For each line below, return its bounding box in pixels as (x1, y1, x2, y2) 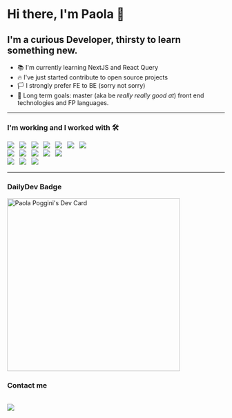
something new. (7, 44, 78, 56)
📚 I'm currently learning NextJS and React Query (17, 64, 159, 71)
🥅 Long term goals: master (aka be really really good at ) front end (17, 91, 204, 99)
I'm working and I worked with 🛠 (7, 122, 119, 132)
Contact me (7, 380, 48, 390)
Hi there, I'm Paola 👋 (7, 6, 125, 22)
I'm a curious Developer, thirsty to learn (7, 34, 181, 46)
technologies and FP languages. (17, 99, 109, 106)
